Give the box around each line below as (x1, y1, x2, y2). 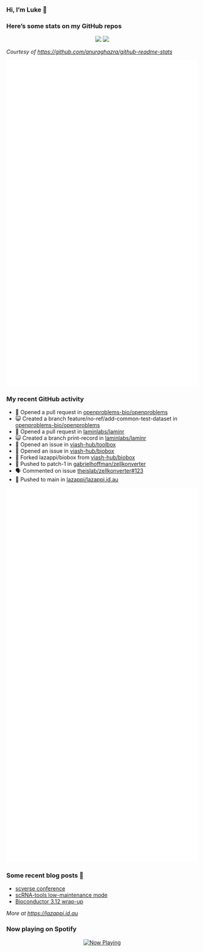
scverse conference (15, 885, 66, 892)
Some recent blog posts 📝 (6, 871, 84, 880)
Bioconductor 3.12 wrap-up (15, 898, 84, 905)
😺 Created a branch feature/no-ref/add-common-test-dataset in (15, 415, 177, 422)
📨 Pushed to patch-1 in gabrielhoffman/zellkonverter (15, 460, 146, 467)
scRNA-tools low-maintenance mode (15, 891, 108, 899)
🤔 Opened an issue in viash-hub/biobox (15, 447, 114, 454)
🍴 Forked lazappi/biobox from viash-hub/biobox (15, 453, 136, 461)
